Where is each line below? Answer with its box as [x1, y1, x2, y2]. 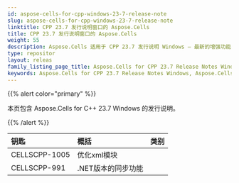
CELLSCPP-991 [11, 162, 66, 172]
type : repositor [7, 50, 55, 57]
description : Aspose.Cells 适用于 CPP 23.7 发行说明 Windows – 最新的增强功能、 [7, 43, 237, 50]
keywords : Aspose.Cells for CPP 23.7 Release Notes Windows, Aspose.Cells [7, 70, 234, 77]
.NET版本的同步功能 [77, 163, 144, 173]
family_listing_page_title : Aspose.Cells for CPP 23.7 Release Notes [7, 63, 218, 70]
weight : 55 [7, 37, 40, 44]
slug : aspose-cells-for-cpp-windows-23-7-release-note [7, 17, 174, 24]
